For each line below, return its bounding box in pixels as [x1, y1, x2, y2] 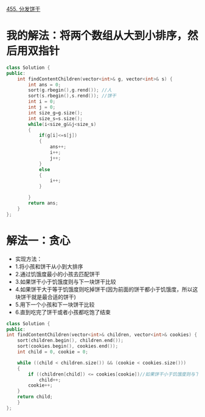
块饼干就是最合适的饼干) [15, 293, 76, 300]
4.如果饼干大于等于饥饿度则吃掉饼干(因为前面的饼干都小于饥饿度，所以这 [15, 286, 198, 293]
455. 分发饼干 [6, 5, 41, 12]
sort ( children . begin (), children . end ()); [17, 337, 123, 344]
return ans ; [28, 200, 59, 206]
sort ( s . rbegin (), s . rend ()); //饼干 [28, 93, 117, 99]
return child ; [17, 394, 53, 400]
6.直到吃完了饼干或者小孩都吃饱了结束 [15, 308, 111, 315]
